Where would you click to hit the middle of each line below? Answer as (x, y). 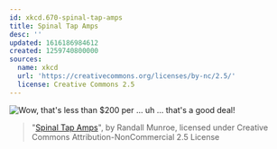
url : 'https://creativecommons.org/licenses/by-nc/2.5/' (127, 76)
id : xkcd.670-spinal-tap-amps (66, 18)
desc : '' (26, 34)
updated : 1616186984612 (54, 43)
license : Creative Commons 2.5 (76, 84)
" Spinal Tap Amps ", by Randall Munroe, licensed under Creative (150, 127)
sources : (26, 59)
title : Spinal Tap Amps (54, 26)
